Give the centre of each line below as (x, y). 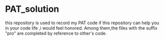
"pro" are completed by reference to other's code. (56, 33)
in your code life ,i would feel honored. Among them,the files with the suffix (81, 28)
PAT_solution (32, 9)
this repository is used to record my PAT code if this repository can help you (82, 23)
